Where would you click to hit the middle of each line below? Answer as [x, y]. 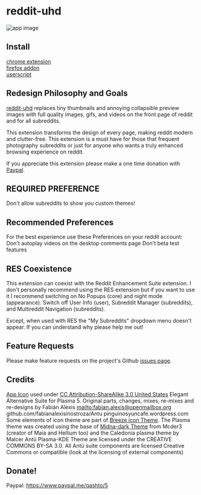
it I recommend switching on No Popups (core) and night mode [85, 296]
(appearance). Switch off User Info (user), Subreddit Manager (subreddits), [100, 302]
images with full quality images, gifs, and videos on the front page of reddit [100, 114]
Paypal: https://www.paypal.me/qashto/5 [57, 485]
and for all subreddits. [33, 121]
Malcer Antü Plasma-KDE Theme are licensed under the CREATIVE [89, 439]
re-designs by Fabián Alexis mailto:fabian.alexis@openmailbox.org [89, 407]
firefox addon [23, 68]
